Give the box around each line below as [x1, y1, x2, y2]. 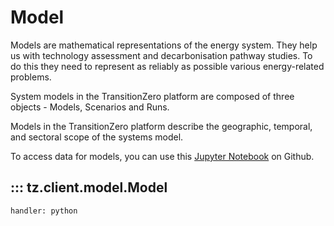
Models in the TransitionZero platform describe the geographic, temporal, [10, 120, 313, 132]
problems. [10, 71, 52, 83]
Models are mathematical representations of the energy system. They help [10, 39, 318, 51]
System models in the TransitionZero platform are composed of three [10, 90, 295, 102]
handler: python [10, 206, 78, 216]
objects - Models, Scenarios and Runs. [10, 101, 170, 113]
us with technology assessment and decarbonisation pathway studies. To [10, 49, 313, 61]
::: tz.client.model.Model [10, 179, 168, 196]
